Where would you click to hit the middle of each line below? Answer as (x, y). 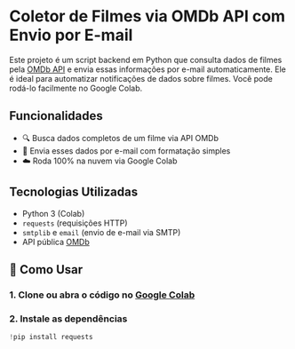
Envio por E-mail (71, 35)
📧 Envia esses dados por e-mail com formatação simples (126, 151)
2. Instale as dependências (68, 319)
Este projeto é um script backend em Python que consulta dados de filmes (146, 59)
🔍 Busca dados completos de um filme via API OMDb (120, 138)
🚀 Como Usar (46, 270)
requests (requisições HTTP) (75, 223)
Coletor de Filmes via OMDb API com (147, 16)
